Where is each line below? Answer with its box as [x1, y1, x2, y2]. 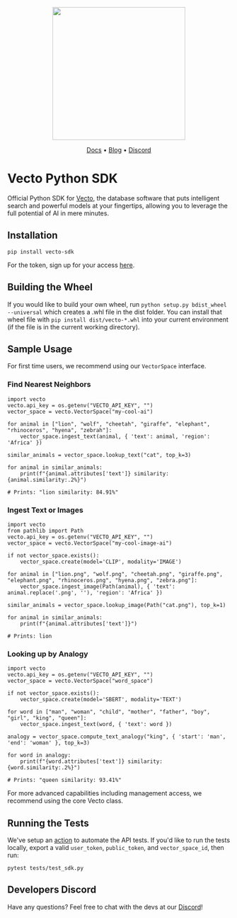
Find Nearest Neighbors [7, 380, 91, 390]
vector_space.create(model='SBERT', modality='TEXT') [20, 696, 182, 703]
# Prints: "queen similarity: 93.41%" [7, 776, 122, 784]
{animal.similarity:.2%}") [7, 476, 87, 483]
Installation [7, 229, 58, 242]
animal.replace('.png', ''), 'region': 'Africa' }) [7, 589, 163, 596]
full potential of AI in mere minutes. [7, 209, 110, 217]
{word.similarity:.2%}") [7, 764, 81, 771]
